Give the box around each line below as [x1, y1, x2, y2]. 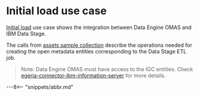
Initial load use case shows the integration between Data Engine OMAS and [6, 24, 192, 31]
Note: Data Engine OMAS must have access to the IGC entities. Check [20, 65, 193, 72]
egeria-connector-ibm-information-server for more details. [20, 72, 166, 79]
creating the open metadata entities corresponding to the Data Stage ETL [6, 47, 187, 55]
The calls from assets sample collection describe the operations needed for [6, 41, 192, 49]
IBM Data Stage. [6, 30, 47, 37]
